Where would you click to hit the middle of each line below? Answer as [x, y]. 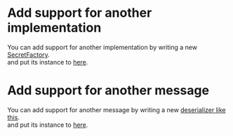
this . [13, 117]
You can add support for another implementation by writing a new [102, 47]
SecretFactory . [29, 55]
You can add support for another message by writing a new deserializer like [116, 109]
